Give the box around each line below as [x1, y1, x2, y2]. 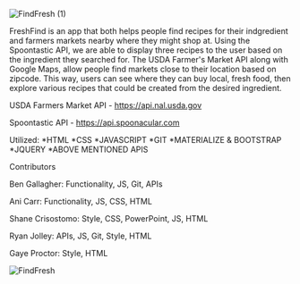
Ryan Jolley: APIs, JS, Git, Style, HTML [9, 230, 152, 241]
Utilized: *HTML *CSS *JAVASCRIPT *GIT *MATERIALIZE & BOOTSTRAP [9, 135, 282, 145]
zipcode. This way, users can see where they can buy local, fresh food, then [9, 73, 291, 84]
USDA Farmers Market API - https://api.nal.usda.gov [9, 100, 202, 111]
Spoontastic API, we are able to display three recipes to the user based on [9, 45, 283, 55]
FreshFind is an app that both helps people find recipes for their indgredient [9, 26, 288, 36]
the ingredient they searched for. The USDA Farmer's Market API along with [9, 54, 288, 64]
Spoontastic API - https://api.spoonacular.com [9, 117, 180, 128]
